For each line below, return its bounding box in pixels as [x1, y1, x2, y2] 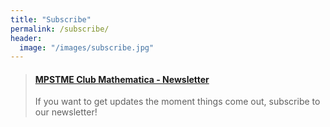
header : [10, 33, 43, 43]
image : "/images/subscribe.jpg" [19, 42, 155, 53]
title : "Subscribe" [10, 14, 92, 25]
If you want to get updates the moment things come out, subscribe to [34, 96, 321, 108]
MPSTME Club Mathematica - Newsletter [34, 73, 210, 85]
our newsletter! [34, 106, 98, 118]
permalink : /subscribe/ [10, 24, 110, 34]
